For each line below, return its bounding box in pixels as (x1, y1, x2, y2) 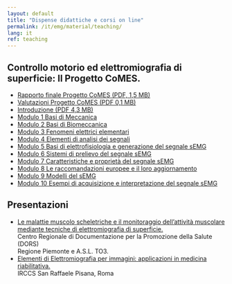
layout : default (7, 10, 54, 17)
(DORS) (17, 240, 39, 248)
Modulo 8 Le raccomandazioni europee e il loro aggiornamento (17, 164, 197, 172)
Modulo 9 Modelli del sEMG (17, 171, 96, 180)
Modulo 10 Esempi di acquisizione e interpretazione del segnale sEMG (17, 179, 218, 187)
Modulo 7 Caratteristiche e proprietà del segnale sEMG (17, 157, 175, 165)
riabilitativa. (17, 261, 51, 270)
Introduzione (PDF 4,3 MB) (17, 105, 93, 114)
